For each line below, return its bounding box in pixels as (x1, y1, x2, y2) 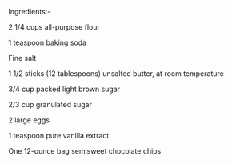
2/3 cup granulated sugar (8, 100, 92, 109)
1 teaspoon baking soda (8, 38, 86, 47)
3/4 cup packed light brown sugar (8, 84, 121, 94)
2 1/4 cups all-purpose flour (8, 22, 100, 31)
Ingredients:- (8, 7, 51, 16)
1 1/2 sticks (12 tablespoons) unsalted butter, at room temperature (8, 69, 224, 78)
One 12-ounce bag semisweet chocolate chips (8, 146, 162, 155)
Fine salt (8, 54, 37, 62)
